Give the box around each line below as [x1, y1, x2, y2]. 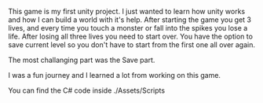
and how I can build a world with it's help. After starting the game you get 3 [8, 15, 252, 24]
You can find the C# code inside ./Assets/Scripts [8, 86, 166, 95]
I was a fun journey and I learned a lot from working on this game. [8, 71, 221, 79]
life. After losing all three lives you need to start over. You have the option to [8, 31, 254, 41]
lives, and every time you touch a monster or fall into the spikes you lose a [8, 24, 248, 32]
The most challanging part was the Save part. [8, 55, 155, 64]
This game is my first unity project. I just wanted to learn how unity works [8, 7, 246, 16]
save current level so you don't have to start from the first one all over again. [8, 40, 256, 50]
